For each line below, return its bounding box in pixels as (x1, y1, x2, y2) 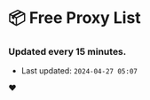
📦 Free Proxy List (8, 8, 141, 28)
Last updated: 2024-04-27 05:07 (20, 65, 138, 76)
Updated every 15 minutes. (8, 46, 127, 58)
